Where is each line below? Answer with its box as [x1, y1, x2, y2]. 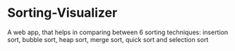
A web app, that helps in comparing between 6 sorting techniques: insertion [7, 28, 229, 36]
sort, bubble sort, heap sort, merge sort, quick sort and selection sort [7, 35, 209, 43]
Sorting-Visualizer [7, 5, 118, 21]
